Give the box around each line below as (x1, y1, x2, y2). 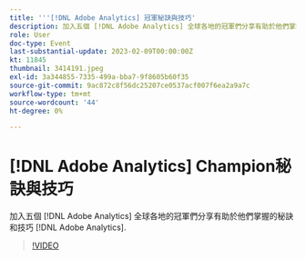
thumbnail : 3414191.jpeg (9, 65, 104, 74)
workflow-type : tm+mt (9, 89, 92, 98)
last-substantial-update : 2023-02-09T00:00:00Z (9, 47, 194, 56)
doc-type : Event (9, 38, 71, 48)
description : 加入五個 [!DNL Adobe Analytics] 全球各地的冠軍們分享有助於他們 (9, 22, 290, 31)
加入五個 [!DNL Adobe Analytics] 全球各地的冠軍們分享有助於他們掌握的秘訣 (9, 211, 294, 222)
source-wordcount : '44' (9, 97, 100, 107)
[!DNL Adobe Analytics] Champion (9, 156, 276, 177)
